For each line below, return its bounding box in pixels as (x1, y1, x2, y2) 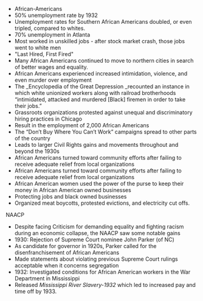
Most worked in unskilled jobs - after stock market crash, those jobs (14, 38, 185, 44)
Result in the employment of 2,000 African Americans (14, 122, 150, 129)
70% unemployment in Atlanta (14, 31, 91, 38)
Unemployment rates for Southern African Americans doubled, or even (14, 18, 192, 25)
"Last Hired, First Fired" (14, 51, 74, 57)
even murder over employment (14, 76, 92, 83)
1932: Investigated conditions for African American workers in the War (14, 268, 191, 275)
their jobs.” (14, 102, 42, 109)
